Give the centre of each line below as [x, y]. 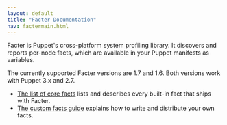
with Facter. [34, 101]
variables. [21, 60]
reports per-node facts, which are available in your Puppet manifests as [108, 53]
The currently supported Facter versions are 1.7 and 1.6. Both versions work [114, 73]
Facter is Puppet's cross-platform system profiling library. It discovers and [112, 46]
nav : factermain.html [38, 26]
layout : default [30, 13]
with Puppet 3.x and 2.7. [41, 81]
